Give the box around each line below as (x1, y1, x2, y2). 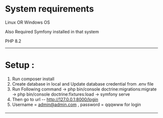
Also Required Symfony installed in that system (5, 29, 99, 34)
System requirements (5, 3, 94, 15)
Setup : (5, 59, 35, 71)
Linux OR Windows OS (5, 19, 50, 25)
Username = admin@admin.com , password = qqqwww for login (12, 102, 141, 107)
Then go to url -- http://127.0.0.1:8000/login (12, 96, 98, 102)
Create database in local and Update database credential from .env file (12, 81, 154, 87)
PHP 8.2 (5, 38, 22, 44)
